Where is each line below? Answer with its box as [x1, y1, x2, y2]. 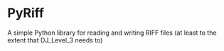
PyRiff [7, 5, 45, 21]
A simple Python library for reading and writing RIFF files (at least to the [7, 28, 217, 37]
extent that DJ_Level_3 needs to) [7, 35, 103, 44]
